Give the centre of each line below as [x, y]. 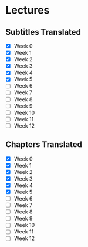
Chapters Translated [44, 145]
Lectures [28, 10]
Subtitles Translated [43, 32]
